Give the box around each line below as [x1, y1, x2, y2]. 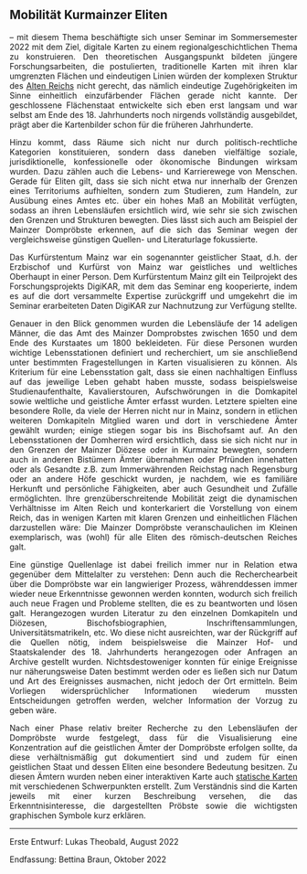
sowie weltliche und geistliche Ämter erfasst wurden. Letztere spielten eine [9, 395, 298, 406]
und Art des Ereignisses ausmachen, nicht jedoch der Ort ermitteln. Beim [9, 676, 298, 687]
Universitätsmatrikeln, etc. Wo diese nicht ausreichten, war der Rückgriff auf [9, 626, 298, 638]
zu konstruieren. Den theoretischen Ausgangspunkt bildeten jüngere [9, 50, 298, 62]
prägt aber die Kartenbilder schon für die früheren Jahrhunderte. [9, 119, 254, 130]
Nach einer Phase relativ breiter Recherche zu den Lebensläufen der [9, 722, 298, 733]
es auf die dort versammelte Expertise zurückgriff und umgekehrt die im [9, 290, 298, 301]
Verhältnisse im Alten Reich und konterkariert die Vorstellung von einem [9, 502, 298, 513]
